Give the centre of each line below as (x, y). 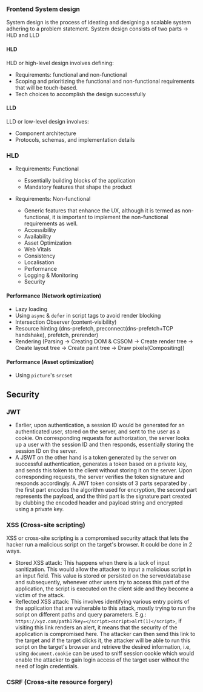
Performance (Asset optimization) (50, 362)
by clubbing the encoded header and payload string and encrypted (99, 503)
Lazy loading (31, 309)
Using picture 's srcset (44, 376)
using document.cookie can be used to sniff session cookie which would (105, 654)
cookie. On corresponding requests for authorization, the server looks (102, 438)
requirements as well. (51, 223)
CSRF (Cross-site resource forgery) (60, 682)
